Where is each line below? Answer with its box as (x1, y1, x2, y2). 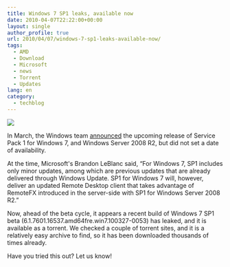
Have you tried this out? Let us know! (7, 252, 112, 260)
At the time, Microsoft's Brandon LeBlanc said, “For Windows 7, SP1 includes (7, 159, 223, 167)
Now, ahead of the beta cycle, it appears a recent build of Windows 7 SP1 (7, 209, 215, 217)
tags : (7, 42, 23, 49)
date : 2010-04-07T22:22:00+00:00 (7, 17, 103, 23)
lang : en (7, 87, 32, 94)
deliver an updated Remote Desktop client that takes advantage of (7, 181, 194, 189)
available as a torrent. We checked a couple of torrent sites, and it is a (7, 224, 205, 232)
